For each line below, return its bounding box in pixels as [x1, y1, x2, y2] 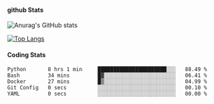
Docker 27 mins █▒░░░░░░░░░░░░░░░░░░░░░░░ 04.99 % [7, 78, 208, 85]
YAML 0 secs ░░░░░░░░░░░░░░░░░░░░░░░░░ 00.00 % [7, 91, 208, 98]
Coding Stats [7, 50, 46, 59]
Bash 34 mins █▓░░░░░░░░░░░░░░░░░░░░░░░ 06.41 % [7, 72, 208, 80]
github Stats [7, 6, 44, 14]
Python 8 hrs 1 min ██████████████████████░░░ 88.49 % [7, 66, 208, 73]
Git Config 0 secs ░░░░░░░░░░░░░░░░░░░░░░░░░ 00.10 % [7, 84, 208, 91]
